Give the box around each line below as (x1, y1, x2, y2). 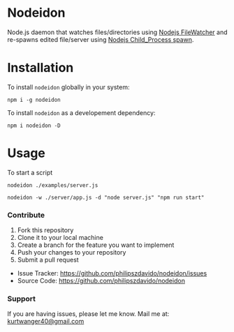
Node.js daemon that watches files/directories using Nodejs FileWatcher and (7, 28, 228, 36)
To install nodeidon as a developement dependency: (7, 108, 156, 116)
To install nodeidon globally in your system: (7, 82, 131, 91)
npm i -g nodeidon (7, 96, 61, 103)
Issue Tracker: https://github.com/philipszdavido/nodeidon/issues (17, 269, 207, 278)
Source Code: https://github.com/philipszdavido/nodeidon (17, 277, 185, 285)
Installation (7, 60, 74, 76)
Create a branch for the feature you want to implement (17, 241, 175, 249)
